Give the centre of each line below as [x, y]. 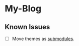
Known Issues [27, 27]
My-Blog [23, 9]
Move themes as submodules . [43, 39]
